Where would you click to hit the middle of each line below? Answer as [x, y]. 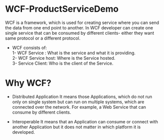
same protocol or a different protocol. [43, 38]
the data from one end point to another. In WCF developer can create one [79, 27]
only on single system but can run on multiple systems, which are [78, 102]
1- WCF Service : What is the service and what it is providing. [74, 53]
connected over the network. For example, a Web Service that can [79, 107]
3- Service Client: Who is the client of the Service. [63, 63]
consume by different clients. [42, 112]
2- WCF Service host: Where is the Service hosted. [64, 58]
